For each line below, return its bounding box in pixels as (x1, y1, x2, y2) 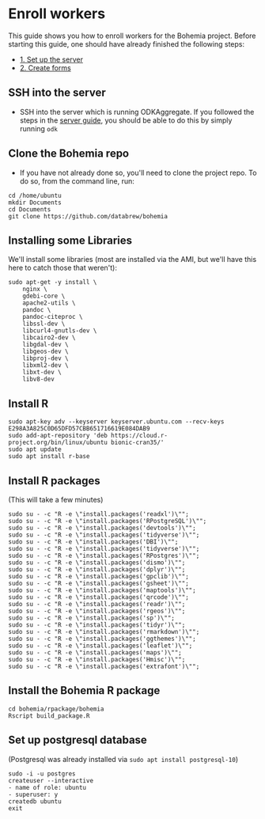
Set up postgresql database (8, 734, 148, 747)
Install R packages (8, 474, 100, 487)
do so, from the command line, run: (19, 176, 134, 186)
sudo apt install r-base (8, 453, 90, 461)
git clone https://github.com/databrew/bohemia (8, 212, 168, 220)
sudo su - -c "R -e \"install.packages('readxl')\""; (8, 510, 190, 518)
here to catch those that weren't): (8, 263, 117, 273)
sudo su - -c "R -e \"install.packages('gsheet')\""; (8, 579, 190, 587)
